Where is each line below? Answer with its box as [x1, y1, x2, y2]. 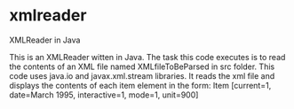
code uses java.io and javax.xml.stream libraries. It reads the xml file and [9, 70, 275, 81]
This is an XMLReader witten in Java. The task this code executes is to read [9, 51, 286, 62]
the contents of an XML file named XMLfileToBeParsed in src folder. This [9, 61, 275, 72]
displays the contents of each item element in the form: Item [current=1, [9, 80, 272, 90]
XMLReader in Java [9, 35, 81, 45]
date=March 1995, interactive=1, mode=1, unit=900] [9, 90, 199, 100]
